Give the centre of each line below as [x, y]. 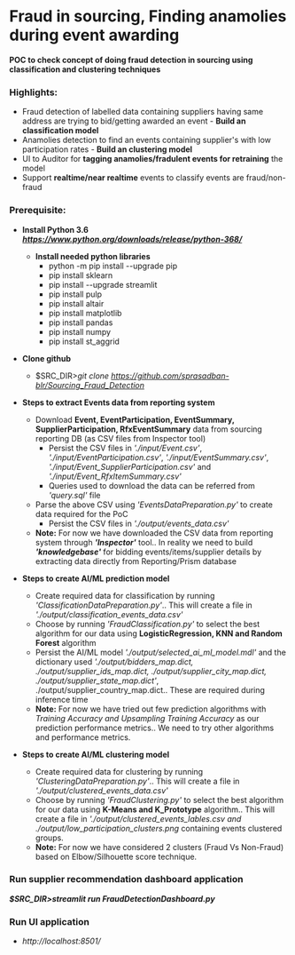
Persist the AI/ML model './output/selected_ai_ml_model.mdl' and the [160, 652]
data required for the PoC [82, 513]
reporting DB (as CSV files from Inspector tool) [120, 438]
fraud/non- [266, 178]
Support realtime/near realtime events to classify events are [133, 178]
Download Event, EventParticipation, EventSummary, [135, 419]
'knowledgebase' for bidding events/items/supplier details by [148, 552]
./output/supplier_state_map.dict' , [97, 680]
